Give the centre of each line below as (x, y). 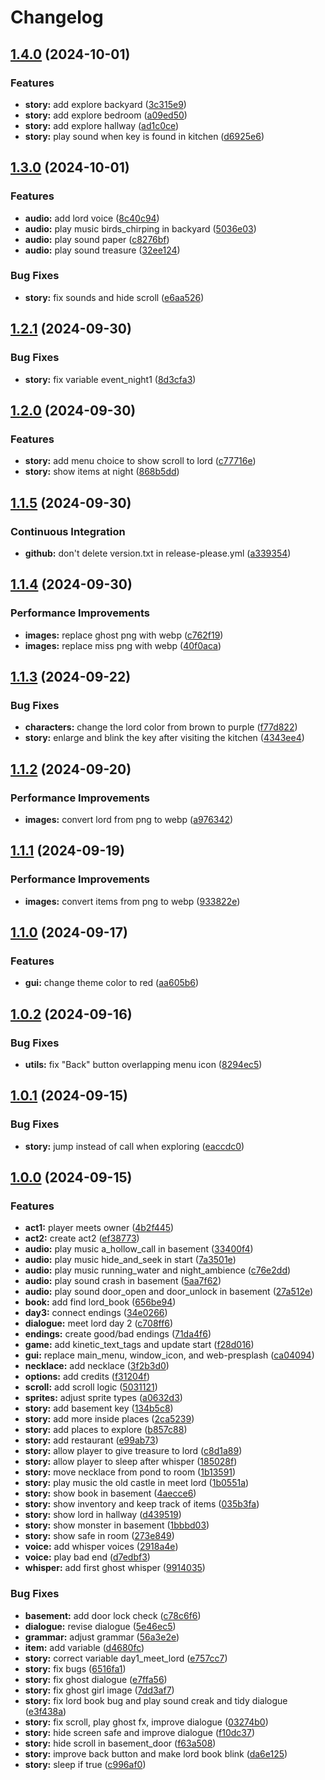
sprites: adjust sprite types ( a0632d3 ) (103, 1398)
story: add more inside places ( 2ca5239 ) (109, 1419)
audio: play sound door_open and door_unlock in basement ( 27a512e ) (169, 1292)
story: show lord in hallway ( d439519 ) (103, 1515)
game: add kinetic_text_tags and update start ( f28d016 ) (139, 1345)
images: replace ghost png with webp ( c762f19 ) (124, 635)
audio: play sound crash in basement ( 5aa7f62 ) (123, 1281)
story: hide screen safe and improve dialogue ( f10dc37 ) (139, 1732)
